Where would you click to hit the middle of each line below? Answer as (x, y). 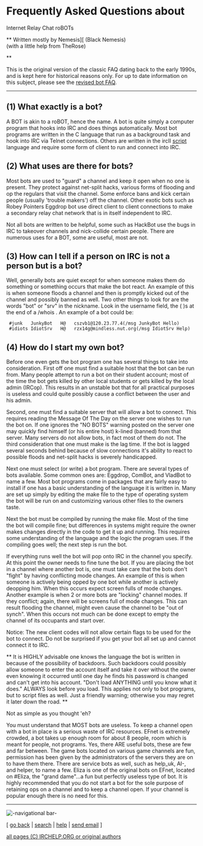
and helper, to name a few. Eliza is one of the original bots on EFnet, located (101, 770)
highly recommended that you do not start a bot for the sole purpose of (95, 783)
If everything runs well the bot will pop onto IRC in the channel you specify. (100, 557)
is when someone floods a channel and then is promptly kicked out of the (98, 293)
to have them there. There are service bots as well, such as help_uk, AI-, (96, 764)
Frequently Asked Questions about (96, 11)
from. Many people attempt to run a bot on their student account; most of (98, 375)
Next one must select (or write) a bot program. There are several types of (98, 469)
